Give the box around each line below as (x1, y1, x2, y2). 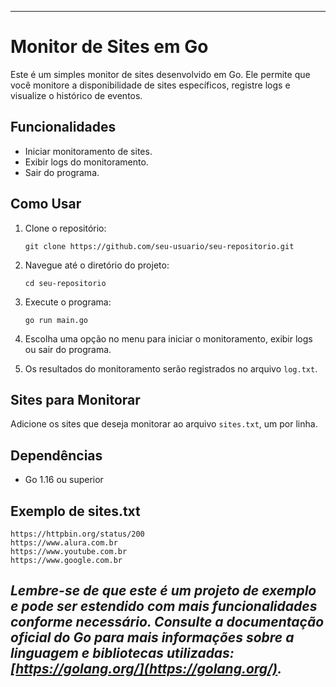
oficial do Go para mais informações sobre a (10, 629, 295, 646)
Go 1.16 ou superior (24, 474, 104, 486)
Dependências (10, 447, 103, 464)
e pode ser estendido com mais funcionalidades (10, 598, 318, 615)
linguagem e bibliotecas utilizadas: (10, 645, 235, 662)
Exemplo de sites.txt (10, 502, 141, 520)
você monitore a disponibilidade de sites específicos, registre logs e (10, 79, 291, 91)
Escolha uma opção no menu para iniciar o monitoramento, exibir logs (24, 332, 313, 345)
